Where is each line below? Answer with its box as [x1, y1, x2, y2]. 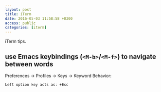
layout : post [5, 7, 32, 12]
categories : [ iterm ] [5, 25, 47, 30]
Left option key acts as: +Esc [5, 82, 69, 87]
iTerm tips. [5, 38, 27, 44]
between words [5, 60, 54, 68]
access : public [5, 20, 36, 26]
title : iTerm [5, 12, 32, 16]
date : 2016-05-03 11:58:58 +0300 [5, 16, 73, 21]
